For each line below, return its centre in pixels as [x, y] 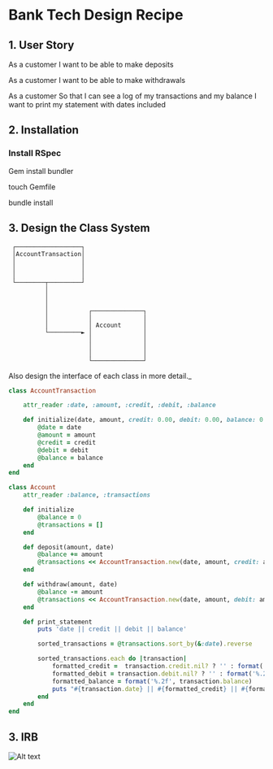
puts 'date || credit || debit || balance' [112, 629]
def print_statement [58, 622]
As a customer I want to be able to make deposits [91, 64]
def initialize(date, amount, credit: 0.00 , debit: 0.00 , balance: [139, 420]
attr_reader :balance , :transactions [87, 495]
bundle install [31, 202]
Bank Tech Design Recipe [96, 15]
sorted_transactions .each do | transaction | [112, 659]
